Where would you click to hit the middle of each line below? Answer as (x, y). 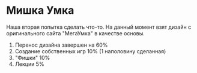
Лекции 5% (29, 64)
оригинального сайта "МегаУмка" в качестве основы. (76, 33)
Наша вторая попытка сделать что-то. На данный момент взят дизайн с (99, 27)
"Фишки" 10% (32, 57)
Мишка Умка (40, 10)
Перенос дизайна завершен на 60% (61, 45)
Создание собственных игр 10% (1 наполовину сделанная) (90, 51)
